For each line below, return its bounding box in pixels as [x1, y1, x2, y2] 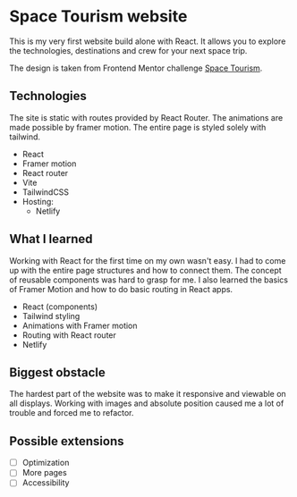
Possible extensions [9, 434, 124, 449]
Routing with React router [21, 329, 116, 341]
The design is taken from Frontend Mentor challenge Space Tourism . [9, 63, 263, 73]
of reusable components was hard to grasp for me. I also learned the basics [9, 274, 289, 285]
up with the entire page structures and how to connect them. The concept [9, 265, 282, 275]
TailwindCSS [21, 186, 70, 198]
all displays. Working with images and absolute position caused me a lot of [9, 398, 284, 409]
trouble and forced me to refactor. [9, 408, 134, 418]
